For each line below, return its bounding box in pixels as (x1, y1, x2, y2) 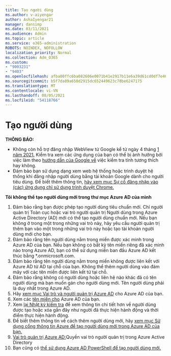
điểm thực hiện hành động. (12, 312, 70, 319)
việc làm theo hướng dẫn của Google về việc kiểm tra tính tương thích (12, 157, 159, 163)
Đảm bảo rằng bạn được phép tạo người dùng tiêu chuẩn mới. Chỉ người (12, 204, 163, 210)
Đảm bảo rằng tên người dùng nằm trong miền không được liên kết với (12, 258, 160, 264)
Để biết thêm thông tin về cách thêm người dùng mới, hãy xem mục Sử (12, 318, 161, 324)
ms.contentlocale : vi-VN (5, 88, 58, 93)
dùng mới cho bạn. (12, 231, 52, 237)
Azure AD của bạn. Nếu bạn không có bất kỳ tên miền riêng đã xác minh (12, 242, 164, 248)
